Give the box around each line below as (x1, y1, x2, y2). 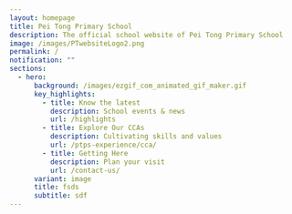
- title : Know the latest (42, 97, 141, 107)
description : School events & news (49, 107, 185, 116)
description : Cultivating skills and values (49, 132, 223, 141)
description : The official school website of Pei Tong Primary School (9, 30, 284, 39)
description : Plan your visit (49, 157, 166, 167)
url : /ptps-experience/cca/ (49, 140, 157, 149)
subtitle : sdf (33, 191, 89, 200)
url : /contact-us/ (49, 166, 120, 175)
